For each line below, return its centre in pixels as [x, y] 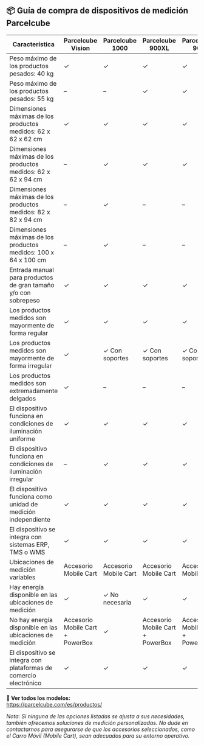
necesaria [117, 602]
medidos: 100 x [32, 252]
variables [22, 577]
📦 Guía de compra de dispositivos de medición [97, 11]
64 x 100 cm [28, 260]
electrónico [25, 683]
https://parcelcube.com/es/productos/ [54, 704]
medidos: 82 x [30, 212]
